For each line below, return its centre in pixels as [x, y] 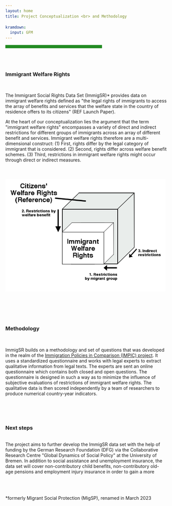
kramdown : [16, 27]
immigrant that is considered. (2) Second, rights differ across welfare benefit [86, 149]
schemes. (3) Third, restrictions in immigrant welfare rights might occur [81, 155]
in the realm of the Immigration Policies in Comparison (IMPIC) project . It [82, 355]
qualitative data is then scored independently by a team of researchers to [83, 388]
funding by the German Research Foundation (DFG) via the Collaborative [82, 450]
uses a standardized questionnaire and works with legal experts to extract [83, 360]
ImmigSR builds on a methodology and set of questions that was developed [85, 350]
